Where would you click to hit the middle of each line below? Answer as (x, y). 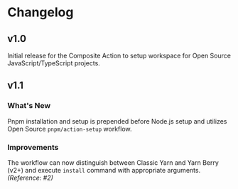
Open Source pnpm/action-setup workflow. (70, 129)
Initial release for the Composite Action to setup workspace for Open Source (119, 55)
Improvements (33, 147)
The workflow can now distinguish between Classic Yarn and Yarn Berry (113, 162)
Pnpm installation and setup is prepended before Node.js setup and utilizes (117, 121)
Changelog (40, 12)
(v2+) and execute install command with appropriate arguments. (104, 170)
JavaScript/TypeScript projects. (54, 63)
